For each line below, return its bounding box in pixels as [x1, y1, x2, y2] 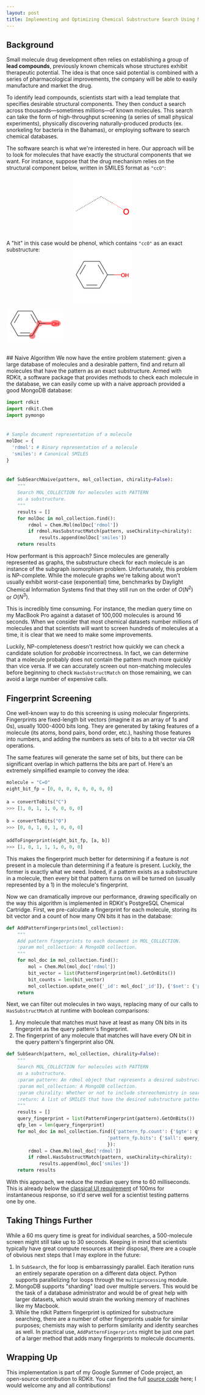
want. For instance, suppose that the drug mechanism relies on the [6, 158, 174, 165]
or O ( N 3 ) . [6, 592, 30, 601]
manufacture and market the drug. [6, 82, 93, 89]
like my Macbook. [15, 1302, 60, 1309]
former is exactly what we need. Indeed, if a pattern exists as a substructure [6, 868, 198, 875]
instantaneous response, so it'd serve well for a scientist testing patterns [6, 1191, 189, 1199]
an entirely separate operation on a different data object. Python [15, 1270, 177, 1277]
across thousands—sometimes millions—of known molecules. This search [6, 107, 193, 114]
